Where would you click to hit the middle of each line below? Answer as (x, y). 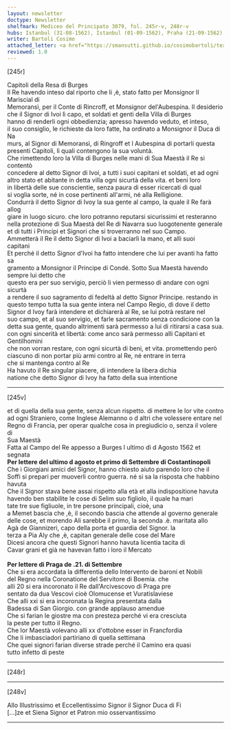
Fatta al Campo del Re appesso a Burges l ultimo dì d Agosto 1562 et (104, 447)
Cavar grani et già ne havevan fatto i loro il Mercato (80, 550)
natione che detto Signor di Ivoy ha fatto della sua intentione (92, 377)
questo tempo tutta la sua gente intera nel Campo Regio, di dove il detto (109, 304)
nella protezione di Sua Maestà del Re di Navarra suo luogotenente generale (115, 224)
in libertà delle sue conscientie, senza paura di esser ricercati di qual (104, 187)
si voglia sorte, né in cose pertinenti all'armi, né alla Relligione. (95, 194)
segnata (19, 455)
